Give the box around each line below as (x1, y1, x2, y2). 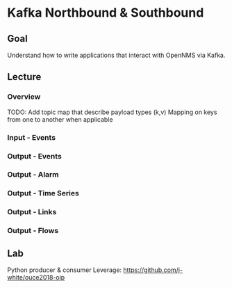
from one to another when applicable (7, 115, 113, 123)
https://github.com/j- (123, 266, 183, 274)
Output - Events (7, 151, 63, 161)
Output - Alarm (7, 170, 59, 179)
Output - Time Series (7, 189, 80, 198)
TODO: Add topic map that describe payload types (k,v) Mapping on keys (7, 108, 217, 116)
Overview (7, 92, 41, 102)
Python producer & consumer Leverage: (7, 266, 122, 274)
